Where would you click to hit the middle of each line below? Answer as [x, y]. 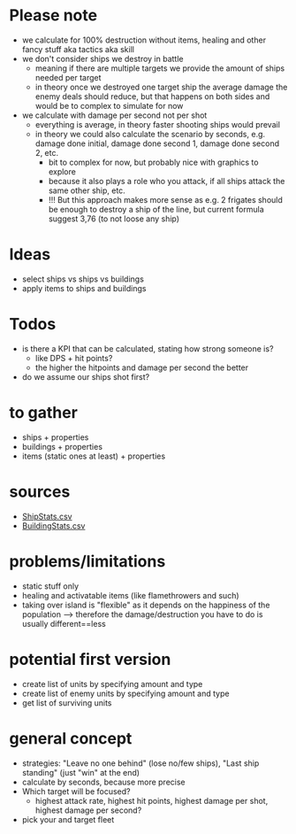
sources [40, 491]
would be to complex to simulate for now [109, 105]
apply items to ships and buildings [84, 288]
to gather [43, 413]
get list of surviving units [67, 703]
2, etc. [47, 152]
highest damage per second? [88, 810]
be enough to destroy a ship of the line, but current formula [156, 209]
